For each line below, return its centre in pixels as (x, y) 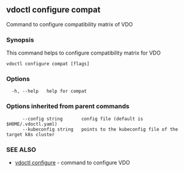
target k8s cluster (31, 134)
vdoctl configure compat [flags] (48, 64)
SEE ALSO (21, 149)
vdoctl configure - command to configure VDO (72, 162)
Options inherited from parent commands (68, 106)
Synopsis (20, 40)
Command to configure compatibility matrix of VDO (70, 24)
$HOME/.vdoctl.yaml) (32, 124)
